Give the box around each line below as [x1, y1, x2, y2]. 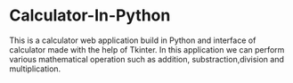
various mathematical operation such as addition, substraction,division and [9, 54, 285, 64]
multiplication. [9, 63, 61, 74]
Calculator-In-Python [9, 5, 171, 26]
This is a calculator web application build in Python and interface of [9, 35, 256, 46]
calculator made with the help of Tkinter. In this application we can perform [9, 44, 285, 54]
